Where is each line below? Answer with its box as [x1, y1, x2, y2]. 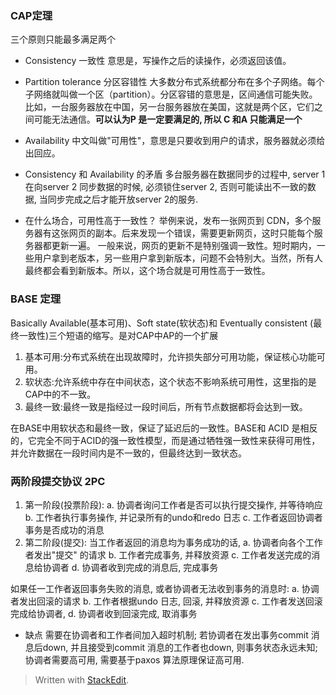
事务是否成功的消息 [24, 523, 105, 536]
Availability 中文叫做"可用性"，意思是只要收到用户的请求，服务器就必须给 [24, 135, 326, 147]
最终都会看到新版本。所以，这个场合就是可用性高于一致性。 [24, 265, 271, 277]
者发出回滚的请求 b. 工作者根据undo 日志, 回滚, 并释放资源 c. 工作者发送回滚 [10, 595, 323, 607]
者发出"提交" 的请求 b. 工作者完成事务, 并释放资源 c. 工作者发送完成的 [24, 548, 312, 561]
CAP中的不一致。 [24, 388, 97, 400]
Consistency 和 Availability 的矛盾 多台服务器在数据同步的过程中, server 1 [24, 168, 326, 181]
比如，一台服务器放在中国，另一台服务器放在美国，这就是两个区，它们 [24, 101, 315, 113]
